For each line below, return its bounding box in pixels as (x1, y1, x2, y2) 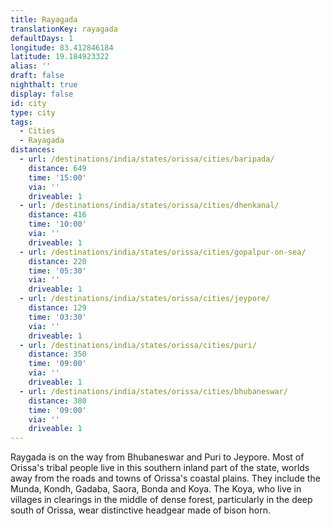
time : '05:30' (28, 266, 87, 276)
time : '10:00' (28, 219, 87, 230)
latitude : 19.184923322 (10, 52, 110, 62)
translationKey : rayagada (10, 24, 118, 34)
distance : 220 (28, 256, 87, 266)
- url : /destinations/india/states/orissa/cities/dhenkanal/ (19, 201, 280, 211)
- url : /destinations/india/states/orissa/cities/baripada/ (19, 154, 275, 164)
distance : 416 (28, 210, 87, 220)
